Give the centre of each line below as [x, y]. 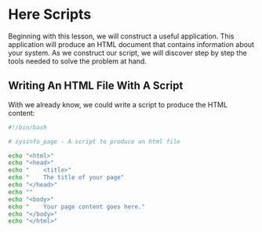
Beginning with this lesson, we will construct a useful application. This [121, 36]
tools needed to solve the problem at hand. [78, 61]
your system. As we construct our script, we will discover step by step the [127, 53]
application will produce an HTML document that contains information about [131, 44]
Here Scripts [50, 14]
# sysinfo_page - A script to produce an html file [94, 141]
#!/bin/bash [27, 127]
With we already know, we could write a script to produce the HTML [118, 104]
